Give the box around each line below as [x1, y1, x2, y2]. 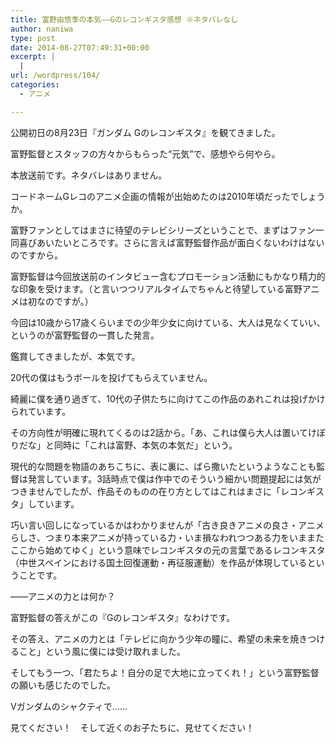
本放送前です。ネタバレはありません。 [10, 169, 168, 181]
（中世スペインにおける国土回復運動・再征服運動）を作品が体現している [10, 556, 308, 568]
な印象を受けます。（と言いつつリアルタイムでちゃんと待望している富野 [10, 282, 303, 295]
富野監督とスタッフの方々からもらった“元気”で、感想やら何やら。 [10, 147, 281, 160]
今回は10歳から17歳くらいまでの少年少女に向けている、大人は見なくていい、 [10, 316, 326, 328]
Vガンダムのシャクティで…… [10, 700, 128, 712]
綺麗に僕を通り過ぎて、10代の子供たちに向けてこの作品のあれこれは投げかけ [10, 392, 326, 405]
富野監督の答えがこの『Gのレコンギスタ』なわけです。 [10, 611, 236, 623]
